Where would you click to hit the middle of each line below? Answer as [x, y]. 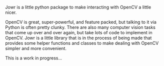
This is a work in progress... [34, 58]
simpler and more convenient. [36, 48]
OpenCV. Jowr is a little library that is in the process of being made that [78, 38]
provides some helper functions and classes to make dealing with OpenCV [82, 43]
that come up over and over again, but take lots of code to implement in [79, 33]
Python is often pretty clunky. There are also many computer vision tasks [80, 27]
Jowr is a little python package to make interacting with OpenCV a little [78, 7]
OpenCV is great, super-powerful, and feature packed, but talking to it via [81, 22]
